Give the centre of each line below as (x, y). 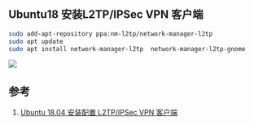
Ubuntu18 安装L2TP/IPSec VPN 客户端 (106, 15)
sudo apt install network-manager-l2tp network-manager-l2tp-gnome (127, 49)
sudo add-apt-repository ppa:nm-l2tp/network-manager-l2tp (111, 34)
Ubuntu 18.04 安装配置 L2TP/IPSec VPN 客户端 (99, 113)
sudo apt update (36, 41)
